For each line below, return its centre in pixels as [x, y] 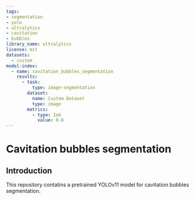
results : [27, 77]
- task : [31, 82]
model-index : [22, 66]
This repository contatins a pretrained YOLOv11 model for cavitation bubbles [97, 185]
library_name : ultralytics [39, 44]
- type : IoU [46, 115]
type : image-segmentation [63, 88]
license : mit [22, 50]
